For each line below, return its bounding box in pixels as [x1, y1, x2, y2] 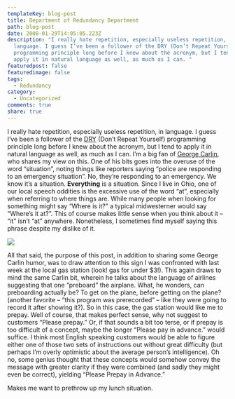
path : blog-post [7, 23, 55, 30]
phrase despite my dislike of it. [7, 224, 96, 232]
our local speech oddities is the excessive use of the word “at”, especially [7, 187, 219, 195]
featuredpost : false [7, 62, 68, 69]
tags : [7, 75, 23, 83]
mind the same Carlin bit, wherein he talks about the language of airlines [7, 273, 216, 281]
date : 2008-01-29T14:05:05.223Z [7, 29, 101, 37]
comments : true [7, 102, 52, 109]
